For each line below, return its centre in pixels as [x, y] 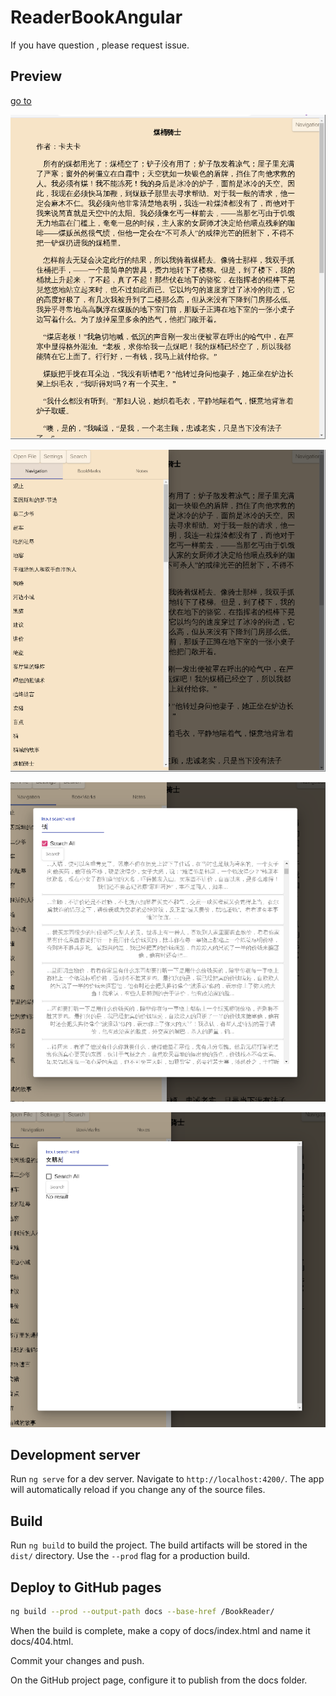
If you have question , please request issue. [100, 45]
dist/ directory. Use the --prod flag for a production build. [130, 1556]
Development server [75, 1454]
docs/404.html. [42, 1641]
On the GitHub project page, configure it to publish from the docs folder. [159, 1680]
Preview [36, 76]
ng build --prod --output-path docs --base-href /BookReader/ [142, 1612]
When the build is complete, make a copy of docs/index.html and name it [160, 1630]
